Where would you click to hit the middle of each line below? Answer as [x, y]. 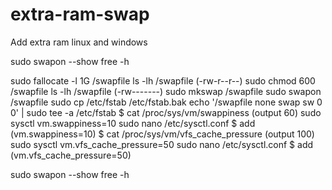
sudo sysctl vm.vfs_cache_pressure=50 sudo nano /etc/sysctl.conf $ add [162, 144]
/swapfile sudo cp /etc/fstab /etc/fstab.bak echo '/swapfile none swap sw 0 [166, 102]
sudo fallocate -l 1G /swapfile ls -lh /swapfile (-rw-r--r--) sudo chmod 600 [163, 80]
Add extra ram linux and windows [79, 42]
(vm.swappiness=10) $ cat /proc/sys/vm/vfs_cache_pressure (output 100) [162, 134]
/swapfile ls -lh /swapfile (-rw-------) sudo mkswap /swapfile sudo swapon [166, 91]
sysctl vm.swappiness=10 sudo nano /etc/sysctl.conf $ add [133, 123]
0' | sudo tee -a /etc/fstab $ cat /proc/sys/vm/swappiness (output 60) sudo [166, 112]
